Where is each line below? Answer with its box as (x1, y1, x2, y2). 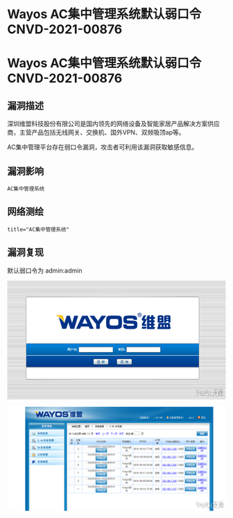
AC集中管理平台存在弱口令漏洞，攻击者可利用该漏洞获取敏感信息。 (7, 143, 198, 151)
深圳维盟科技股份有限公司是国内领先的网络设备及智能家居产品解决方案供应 (7, 119, 220, 128)
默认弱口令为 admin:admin (7, 266, 83, 275)
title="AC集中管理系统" (7, 226, 69, 233)
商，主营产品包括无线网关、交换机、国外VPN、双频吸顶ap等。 (7, 128, 185, 137)
